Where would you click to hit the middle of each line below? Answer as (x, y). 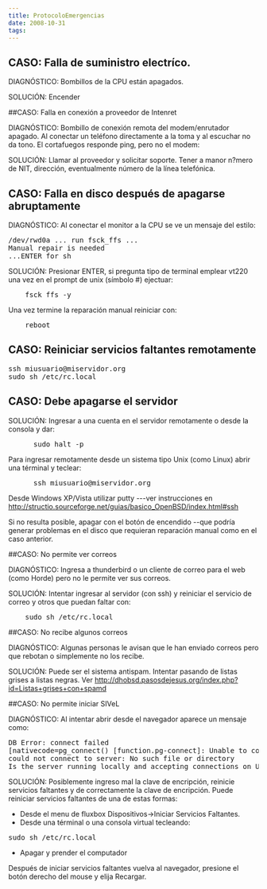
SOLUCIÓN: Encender (44, 97)
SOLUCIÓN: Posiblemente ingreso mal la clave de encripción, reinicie (122, 781)
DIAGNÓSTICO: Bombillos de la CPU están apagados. (96, 82)
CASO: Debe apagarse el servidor (93, 402)
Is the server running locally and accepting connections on (130, 766)
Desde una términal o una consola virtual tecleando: (105, 822)
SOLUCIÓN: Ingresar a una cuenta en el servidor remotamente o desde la (128, 420)
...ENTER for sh (40, 256)
